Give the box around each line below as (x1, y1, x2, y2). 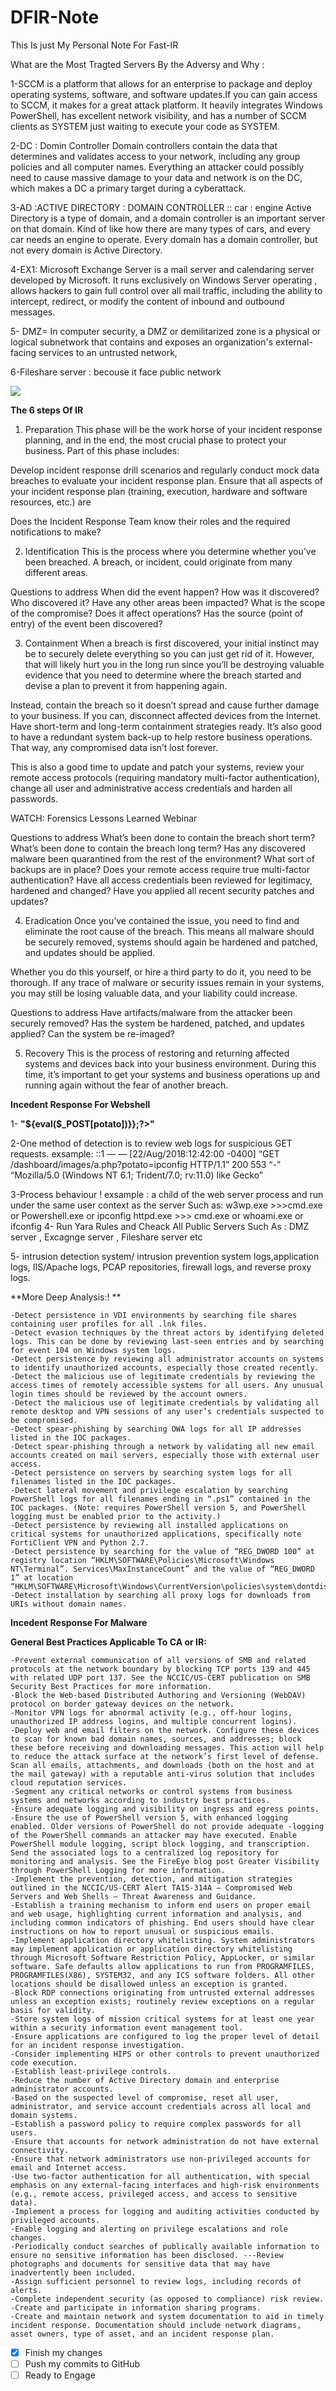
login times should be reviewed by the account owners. (10, 1389, 248, 1399)
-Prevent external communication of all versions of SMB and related (10, 1655, 307, 1665)
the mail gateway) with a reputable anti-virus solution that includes (10, 1769, 315, 1779)
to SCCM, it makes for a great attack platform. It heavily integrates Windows (10, 99, 323, 111)
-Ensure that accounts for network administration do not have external (10, 2136, 320, 2146)
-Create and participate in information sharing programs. (10, 2302, 262, 2313)
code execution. (10, 2057, 78, 2068)
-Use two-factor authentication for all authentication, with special (10, 2171, 311, 2181)
